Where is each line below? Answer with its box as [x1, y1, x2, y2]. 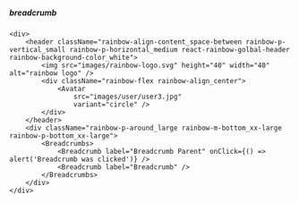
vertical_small [9, 45, 66, 54]
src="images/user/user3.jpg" [73, 92, 182, 101]
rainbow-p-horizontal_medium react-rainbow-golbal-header [69, 45, 291, 54]
